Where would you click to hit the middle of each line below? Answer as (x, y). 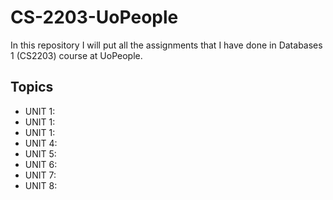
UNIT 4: (41, 143)
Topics (32, 87)
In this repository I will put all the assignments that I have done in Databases (166, 45)
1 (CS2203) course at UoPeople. (76, 55)
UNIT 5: (40, 153)
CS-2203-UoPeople (94, 17)
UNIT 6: (41, 164)
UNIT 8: (41, 185)
